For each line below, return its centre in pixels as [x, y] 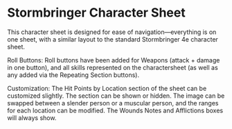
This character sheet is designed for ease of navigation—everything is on [112, 32]
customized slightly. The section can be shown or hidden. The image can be [116, 96]
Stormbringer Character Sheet [96, 13]
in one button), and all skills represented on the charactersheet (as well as [113, 67]
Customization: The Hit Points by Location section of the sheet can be [107, 88]
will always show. [32, 118]
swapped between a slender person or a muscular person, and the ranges [113, 103]
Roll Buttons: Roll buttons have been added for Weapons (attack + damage [114, 60]
